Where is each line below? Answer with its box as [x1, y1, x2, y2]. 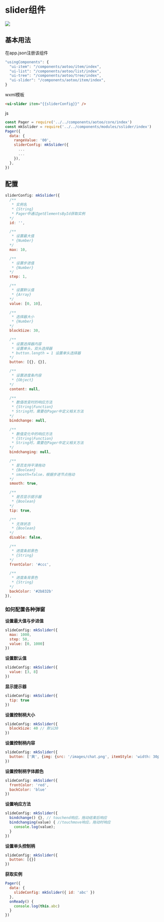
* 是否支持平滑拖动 [11, 463, 45, 468]
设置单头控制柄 [5, 843, 35, 849]
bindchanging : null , [9, 450, 51, 454]
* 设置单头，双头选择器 [11, 346, 53, 351]
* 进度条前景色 [11, 548, 38, 553]
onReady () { [9, 899, 34, 904]
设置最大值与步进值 [5, 618, 44, 624]
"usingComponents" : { [5, 60, 49, 64]
